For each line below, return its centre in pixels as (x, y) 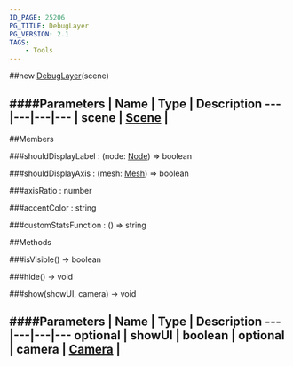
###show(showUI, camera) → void (73, 293)
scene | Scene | (125, 118)
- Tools (39, 51)
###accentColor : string (53, 207)
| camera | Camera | (65, 350)
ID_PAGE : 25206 (37, 17)
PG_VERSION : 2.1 (39, 34)
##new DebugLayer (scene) (59, 76)
